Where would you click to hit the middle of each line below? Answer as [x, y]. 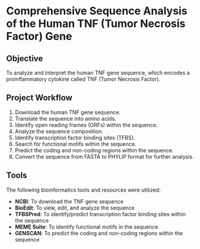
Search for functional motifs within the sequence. [76, 144]
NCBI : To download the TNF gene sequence [69, 201]
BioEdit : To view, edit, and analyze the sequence [75, 208]
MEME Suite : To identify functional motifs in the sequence [86, 227]
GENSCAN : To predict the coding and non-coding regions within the [99, 233]
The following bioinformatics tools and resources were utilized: [84, 190]
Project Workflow [39, 98]
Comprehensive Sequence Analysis [97, 11]
